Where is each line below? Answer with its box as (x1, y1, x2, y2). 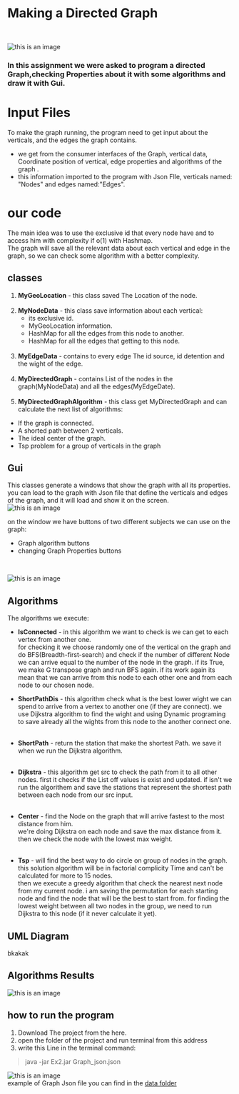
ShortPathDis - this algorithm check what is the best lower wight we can (17, 695, 232, 703)
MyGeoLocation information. (28, 321, 113, 330)
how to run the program (7, 1009, 114, 1022)
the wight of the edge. (17, 359, 83, 368)
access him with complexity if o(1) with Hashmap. (7, 236, 153, 244)
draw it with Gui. (7, 78, 66, 88)
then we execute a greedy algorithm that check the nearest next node (17, 879, 223, 888)
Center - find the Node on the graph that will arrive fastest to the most (17, 812, 225, 820)
